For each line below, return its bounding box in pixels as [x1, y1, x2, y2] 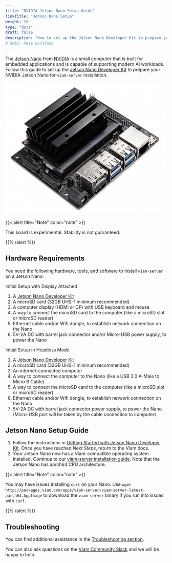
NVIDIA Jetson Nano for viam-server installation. [5, 72, 107, 78]
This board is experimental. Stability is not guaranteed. [5, 229, 121, 235]
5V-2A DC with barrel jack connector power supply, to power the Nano [12, 406, 162, 412]
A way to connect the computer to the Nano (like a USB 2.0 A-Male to [12, 373, 160, 379]
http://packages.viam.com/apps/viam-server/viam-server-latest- [5, 488, 145, 493]
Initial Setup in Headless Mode [5, 347, 70, 353]
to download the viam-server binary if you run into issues [43, 492, 164, 498]
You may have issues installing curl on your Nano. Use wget [5, 481, 132, 487]
